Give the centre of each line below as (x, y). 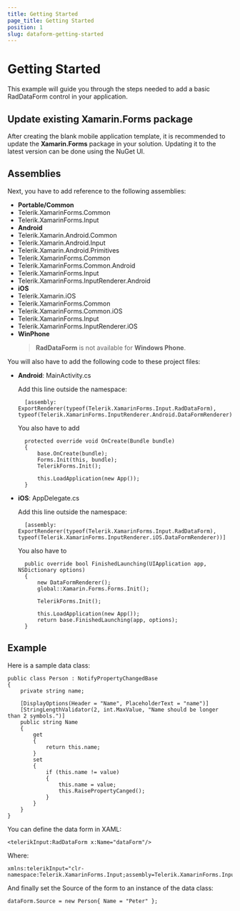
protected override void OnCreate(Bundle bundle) (100, 441)
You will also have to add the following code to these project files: (104, 361)
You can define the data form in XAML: (65, 829)
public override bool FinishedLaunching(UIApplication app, (116, 564)
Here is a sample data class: (49, 665)
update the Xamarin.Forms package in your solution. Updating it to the (112, 144)
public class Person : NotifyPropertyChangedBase (83, 678)
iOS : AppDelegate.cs (49, 498)
